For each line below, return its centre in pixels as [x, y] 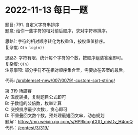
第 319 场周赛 [18, 91]
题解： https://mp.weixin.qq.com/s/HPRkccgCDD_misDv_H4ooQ [69, 121]
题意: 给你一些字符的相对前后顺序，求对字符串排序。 [58, 30]
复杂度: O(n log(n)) [25, 47]
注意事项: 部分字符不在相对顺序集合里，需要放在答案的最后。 [66, 70]
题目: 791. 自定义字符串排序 [32, 25]
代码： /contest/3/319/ [27, 128]
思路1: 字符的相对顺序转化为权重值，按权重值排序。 [56, 41]
